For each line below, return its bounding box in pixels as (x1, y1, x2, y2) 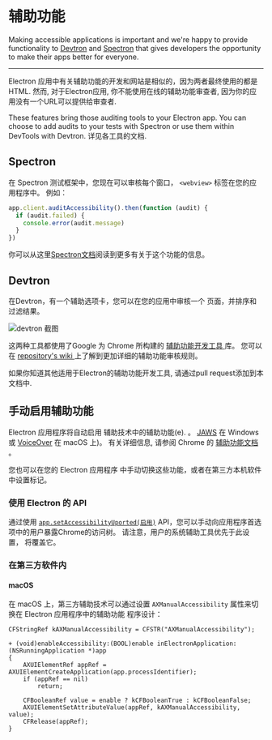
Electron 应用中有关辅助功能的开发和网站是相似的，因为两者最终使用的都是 (8, 76, 258, 86)
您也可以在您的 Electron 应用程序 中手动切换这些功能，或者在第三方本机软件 (8, 464, 262, 474)
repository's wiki (17, 350, 73, 361)
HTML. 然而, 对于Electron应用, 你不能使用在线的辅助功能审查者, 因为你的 (8, 86, 250, 96)
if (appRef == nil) (23, 675, 89, 683)
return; (37, 682, 63, 691)
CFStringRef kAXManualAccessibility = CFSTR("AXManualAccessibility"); (8, 626, 255, 634)
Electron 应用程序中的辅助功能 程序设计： (23, 610, 164, 619)
